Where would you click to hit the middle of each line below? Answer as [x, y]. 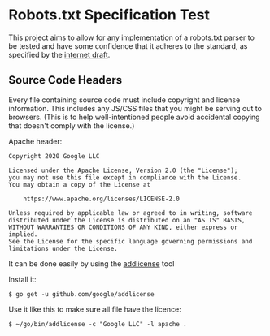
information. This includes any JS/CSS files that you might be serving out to [135, 108]
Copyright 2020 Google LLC [54, 156]
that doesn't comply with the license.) [72, 125]
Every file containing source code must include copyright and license [124, 100]
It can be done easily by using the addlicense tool [91, 263]
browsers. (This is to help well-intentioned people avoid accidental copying [134, 117]
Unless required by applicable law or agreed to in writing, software [131, 213]
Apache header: [35, 141]
